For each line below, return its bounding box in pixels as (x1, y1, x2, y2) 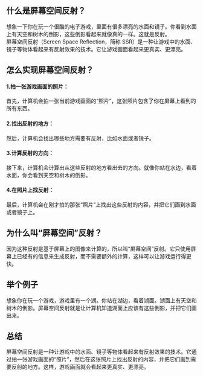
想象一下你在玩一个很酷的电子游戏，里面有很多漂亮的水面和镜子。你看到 (6, 23, 186, 30)
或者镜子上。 (6, 209, 38, 216)
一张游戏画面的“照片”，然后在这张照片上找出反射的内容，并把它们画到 (16, 355, 192, 363)
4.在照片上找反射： (6, 186, 54, 194)
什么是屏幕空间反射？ (6, 5, 86, 16)
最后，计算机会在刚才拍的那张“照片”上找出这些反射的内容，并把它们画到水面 (6, 201, 196, 208)
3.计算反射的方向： (6, 150, 54, 157)
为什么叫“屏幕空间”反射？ (6, 228, 103, 238)
